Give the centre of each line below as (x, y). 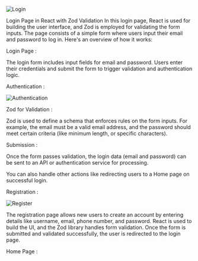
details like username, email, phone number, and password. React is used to (99, 221)
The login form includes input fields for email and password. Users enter (95, 62)
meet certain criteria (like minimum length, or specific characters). (87, 133)
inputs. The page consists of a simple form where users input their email (95, 33)
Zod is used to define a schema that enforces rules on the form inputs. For (97, 121)
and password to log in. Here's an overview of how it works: (79, 39)
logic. (13, 75)
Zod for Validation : (29, 109)
